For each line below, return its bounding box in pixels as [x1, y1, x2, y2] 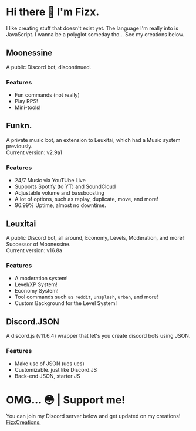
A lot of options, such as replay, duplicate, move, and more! [14, 196, 158, 203]
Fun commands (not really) [14, 91, 80, 99]
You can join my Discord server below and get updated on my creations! [6, 413, 181, 420]
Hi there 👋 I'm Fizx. [6, 5, 100, 19]
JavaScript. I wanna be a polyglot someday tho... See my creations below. [6, 30, 185, 38]
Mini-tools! [14, 104, 41, 111]
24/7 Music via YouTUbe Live [14, 177, 86, 184]
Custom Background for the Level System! [14, 300, 117, 307]
